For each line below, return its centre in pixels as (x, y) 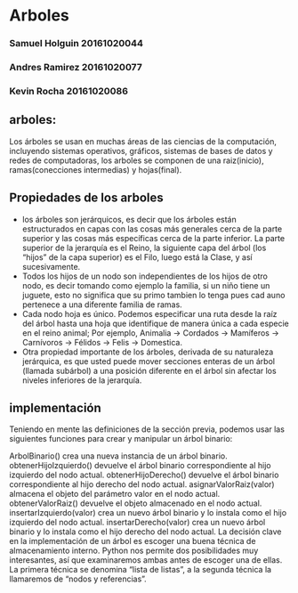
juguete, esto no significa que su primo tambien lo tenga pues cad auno (153, 295)
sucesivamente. (51, 266)
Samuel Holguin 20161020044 (77, 44)
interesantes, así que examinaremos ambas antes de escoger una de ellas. (146, 560)
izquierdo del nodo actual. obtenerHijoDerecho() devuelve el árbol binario (144, 475)
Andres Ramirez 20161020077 (76, 68)
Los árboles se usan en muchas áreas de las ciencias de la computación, (143, 141)
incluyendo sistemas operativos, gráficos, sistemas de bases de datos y (141, 150)
